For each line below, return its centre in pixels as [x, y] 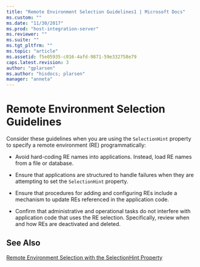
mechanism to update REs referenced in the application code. [92, 199]
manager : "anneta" [29, 79]
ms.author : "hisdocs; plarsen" [46, 74]
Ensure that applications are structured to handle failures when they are [104, 175]
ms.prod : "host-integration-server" [52, 29]
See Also [23, 243]
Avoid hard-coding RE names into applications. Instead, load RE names [103, 157]
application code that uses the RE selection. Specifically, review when [102, 217]
